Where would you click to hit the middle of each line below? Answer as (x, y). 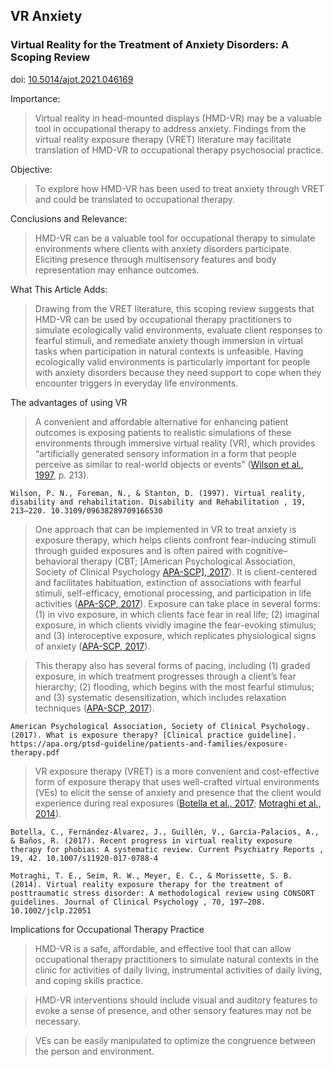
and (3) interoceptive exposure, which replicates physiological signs (175, 635)
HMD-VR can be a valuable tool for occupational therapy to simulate (175, 238)
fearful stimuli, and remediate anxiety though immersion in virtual (168, 340)
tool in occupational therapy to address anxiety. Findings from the (170, 128)
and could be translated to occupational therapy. (135, 199)
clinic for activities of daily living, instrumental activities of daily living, (178, 970)
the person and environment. (94, 1051)
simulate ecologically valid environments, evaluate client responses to (178, 330)
